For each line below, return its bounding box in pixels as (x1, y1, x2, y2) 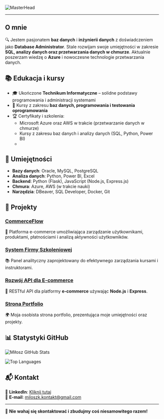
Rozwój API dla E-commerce (5, 277, 74, 284)
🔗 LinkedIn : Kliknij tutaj (5, 389, 51, 394)
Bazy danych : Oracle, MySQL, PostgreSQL (12, 168, 99, 174)
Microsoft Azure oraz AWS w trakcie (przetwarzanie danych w (19, 120, 145, 126)
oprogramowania (12, 107, 48, 113)
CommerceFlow (5, 218, 44, 224)
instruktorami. (5, 265, 33, 271)
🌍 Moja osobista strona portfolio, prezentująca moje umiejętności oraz (5, 312, 147, 318)
